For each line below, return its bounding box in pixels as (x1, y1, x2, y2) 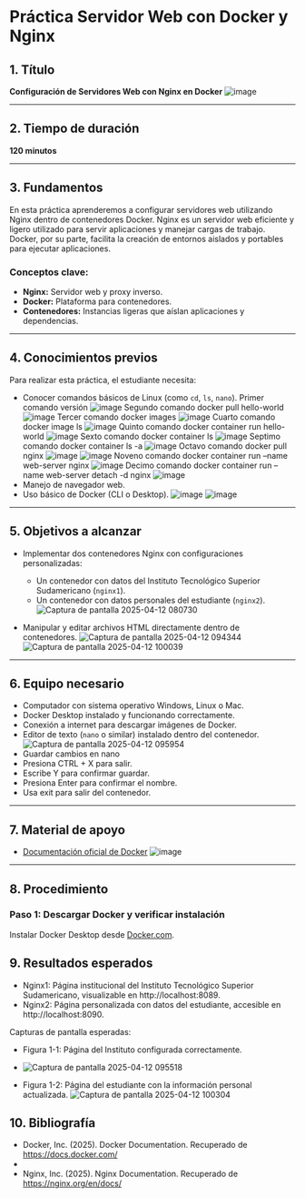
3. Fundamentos (9, 180, 103, 196)
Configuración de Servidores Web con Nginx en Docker (9, 86, 223, 96)
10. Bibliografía (9, 1115, 96, 1131)
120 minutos (9, 145, 57, 156)
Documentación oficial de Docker (22, 847, 148, 858)
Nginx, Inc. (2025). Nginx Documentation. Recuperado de (22, 1168, 239, 1180)
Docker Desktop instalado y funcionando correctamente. (22, 710, 235, 721)
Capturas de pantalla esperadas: (9, 1026, 132, 1037)
